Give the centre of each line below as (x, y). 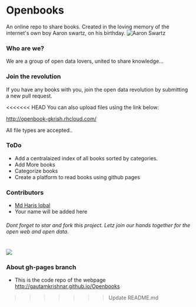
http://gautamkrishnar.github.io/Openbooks (67, 286)
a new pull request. (29, 96)
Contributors (25, 192)
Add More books (35, 164)
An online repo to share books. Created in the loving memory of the (88, 27)
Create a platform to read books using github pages (77, 177)
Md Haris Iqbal (32, 205)
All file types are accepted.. (39, 130)
